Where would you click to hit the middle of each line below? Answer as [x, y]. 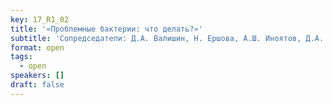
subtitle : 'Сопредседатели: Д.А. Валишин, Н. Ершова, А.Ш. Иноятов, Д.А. [167, 38]
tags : [21, 57]
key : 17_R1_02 [40, 19]
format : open [37, 47]
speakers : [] [37, 76]
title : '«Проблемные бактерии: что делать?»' [106, 29]
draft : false [37, 85]
